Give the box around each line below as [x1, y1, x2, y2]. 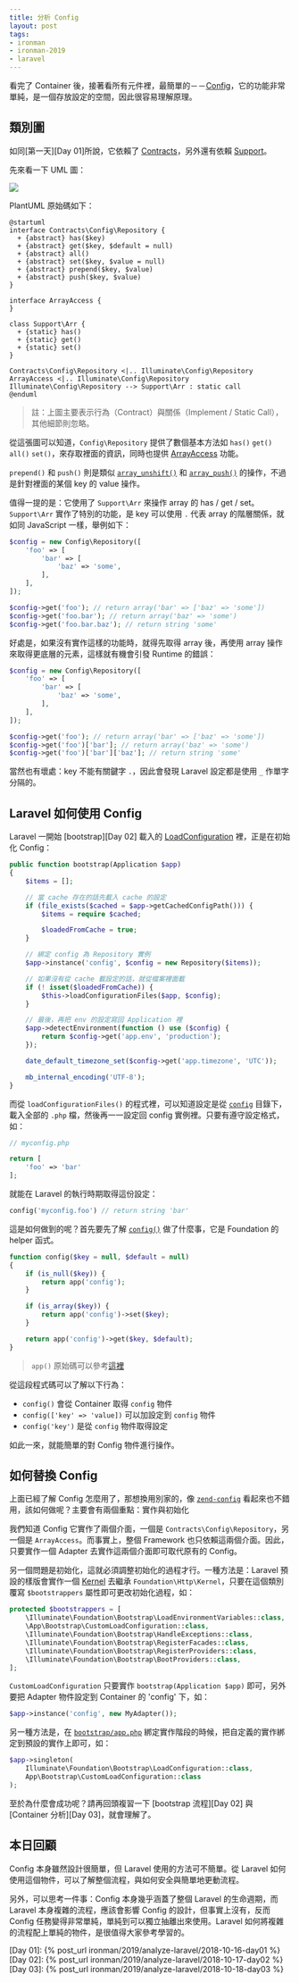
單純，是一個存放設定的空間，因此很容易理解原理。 [9, 91, 197, 102]
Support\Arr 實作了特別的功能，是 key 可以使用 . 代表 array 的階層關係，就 [9, 508, 285, 519]
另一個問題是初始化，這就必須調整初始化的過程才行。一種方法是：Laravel [9, 1565, 278, 1576]
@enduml [9, 389, 38, 398]
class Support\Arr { [9, 319, 87, 329]
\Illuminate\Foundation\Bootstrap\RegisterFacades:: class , [25, 1638, 250, 1647]
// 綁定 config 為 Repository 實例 [25, 950, 151, 959]
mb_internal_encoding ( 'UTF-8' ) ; [25, 1073, 145, 1082]
